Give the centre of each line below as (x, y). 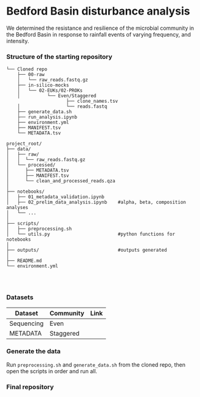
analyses (17, 208)
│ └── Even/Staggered (57, 96)
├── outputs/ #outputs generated (87, 250)
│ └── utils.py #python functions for (91, 234)
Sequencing (26, 323)
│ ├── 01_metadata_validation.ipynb (55, 197)
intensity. (18, 41)
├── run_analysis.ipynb (47, 117)
